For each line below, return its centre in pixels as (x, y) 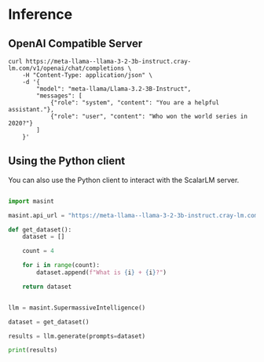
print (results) (33, 350)
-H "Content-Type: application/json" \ (88, 75)
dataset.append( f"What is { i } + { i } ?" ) (102, 272)
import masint (31, 201)
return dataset (47, 287)
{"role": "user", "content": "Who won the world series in (148, 116)
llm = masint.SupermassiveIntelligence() (77, 308)
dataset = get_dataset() (49, 322)
